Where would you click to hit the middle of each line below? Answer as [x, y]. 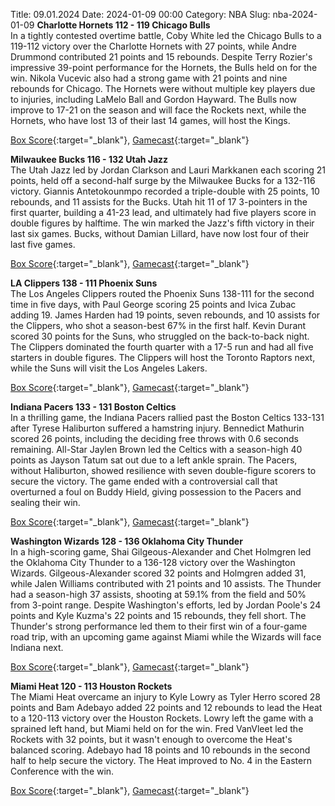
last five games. [43, 244]
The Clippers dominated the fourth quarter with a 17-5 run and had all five [162, 347]
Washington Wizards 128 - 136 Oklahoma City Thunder [126, 541]
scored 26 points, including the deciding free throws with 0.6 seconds [154, 438]
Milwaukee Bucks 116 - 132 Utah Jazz [89, 159]
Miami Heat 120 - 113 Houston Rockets [91, 686]
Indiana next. [37, 647]
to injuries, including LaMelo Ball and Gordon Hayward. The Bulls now [153, 99]
